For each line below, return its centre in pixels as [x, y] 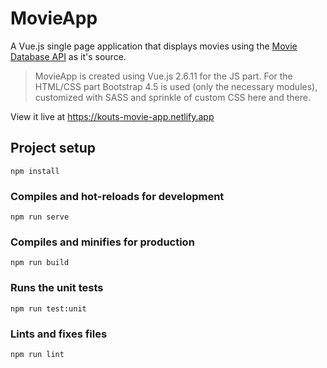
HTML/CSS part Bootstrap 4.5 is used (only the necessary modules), [176, 86]
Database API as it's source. [68, 56]
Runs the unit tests [57, 288]
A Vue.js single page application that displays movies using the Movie [154, 46]
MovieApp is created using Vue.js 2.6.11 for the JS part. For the [163, 76]
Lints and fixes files [59, 334]
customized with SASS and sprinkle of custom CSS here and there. [173, 97]
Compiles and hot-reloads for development [117, 196]
